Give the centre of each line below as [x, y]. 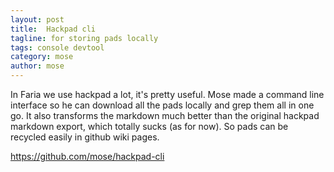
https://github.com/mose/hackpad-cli [87, 156]
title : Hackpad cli [53, 29]
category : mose [42, 57]
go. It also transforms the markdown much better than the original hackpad [165, 115]
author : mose [37, 66]
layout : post [37, 19]
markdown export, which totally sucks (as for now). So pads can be [149, 126]
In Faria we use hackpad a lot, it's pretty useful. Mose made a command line [167, 94]
